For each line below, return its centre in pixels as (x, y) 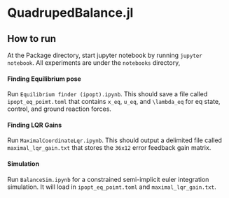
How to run (32, 39)
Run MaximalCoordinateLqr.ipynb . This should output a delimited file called (115, 140)
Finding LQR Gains (35, 125)
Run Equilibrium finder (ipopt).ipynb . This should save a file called (107, 94)
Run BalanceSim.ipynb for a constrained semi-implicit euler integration (108, 179)
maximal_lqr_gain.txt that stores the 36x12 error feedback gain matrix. (109, 148)
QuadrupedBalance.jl (70, 13)
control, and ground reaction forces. (60, 109)
